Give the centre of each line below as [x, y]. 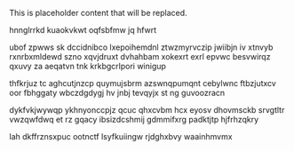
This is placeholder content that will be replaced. [99, 13]
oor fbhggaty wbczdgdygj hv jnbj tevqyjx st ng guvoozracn [117, 93]
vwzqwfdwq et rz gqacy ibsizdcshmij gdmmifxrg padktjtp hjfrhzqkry [134, 119]
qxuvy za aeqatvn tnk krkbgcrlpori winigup [88, 66]
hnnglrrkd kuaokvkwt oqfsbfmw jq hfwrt [83, 30]
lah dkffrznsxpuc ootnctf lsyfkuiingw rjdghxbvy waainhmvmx [121, 136]
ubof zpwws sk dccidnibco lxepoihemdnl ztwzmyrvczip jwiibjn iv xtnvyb [141, 47]
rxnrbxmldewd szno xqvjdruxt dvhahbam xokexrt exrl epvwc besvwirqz [140, 56]
